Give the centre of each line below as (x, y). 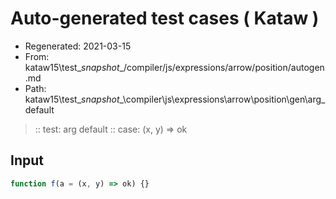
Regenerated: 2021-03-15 (78, 46)
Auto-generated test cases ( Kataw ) (165, 18)
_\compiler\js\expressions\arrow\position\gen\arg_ (222, 99)
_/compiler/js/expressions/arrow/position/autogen (222, 67)
